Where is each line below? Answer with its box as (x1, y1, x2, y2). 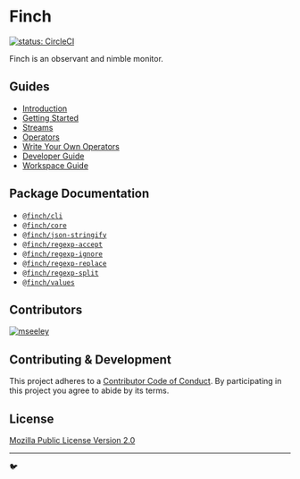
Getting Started (21, 112, 79, 123)
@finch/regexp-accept (21, 240, 103, 249)
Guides (9, 79, 51, 95)
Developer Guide (21, 150, 85, 161)
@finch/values (21, 278, 75, 287)
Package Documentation (9, 186, 150, 201)
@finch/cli (21, 211, 63, 220)
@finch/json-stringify (21, 230, 107, 239)
